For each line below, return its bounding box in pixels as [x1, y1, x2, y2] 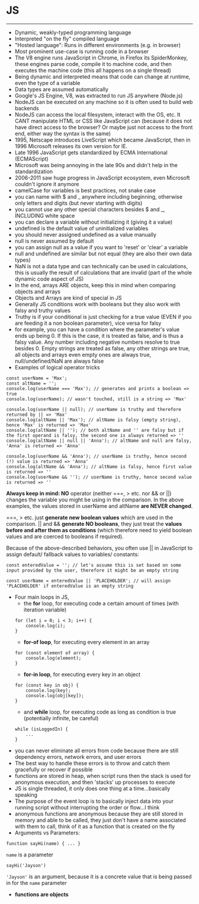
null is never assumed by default [14, 237, 94, 244]
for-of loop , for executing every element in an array [23, 638, 150, 645]
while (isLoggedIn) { [14, 726, 68, 732]
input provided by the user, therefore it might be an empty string [6, 567, 179, 573]
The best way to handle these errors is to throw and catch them [14, 759, 170, 767]
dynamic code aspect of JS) [14, 275, 84, 282]
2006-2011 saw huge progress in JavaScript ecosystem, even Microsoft [14, 174, 190, 181]
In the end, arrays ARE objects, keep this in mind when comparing [14, 281, 176, 288]
